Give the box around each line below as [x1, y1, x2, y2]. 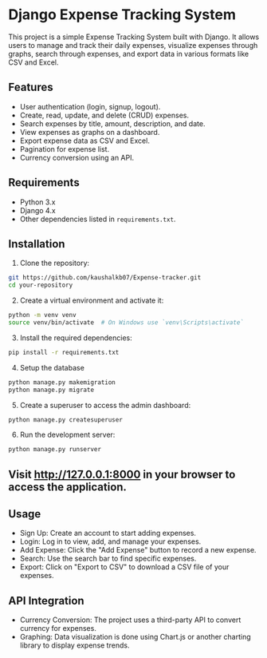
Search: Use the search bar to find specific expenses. [19, 553, 197, 564]
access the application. [8, 480, 128, 493]
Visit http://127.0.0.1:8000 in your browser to [8, 467, 236, 481]
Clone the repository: [19, 258, 90, 268]
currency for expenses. [19, 624, 97, 633]
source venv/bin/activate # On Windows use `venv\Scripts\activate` [8, 319, 245, 327]
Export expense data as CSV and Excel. [19, 136, 150, 145]
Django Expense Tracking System [8, 6, 237, 24]
